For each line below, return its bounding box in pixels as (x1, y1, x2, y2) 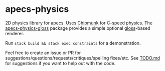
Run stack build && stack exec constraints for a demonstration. (5, 40, 141, 46)
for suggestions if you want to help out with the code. (5, 60, 116, 66)
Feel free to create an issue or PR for (5, 50, 81, 56)
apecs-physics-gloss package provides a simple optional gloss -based (5, 25, 150, 31)
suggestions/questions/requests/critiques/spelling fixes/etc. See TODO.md (5, 55, 160, 61)
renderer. (5, 30, 24, 36)
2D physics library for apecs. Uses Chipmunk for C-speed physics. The (5, 20, 153, 26)
